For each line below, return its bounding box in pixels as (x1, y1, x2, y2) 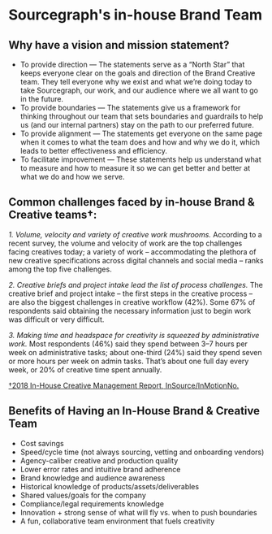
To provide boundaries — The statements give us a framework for (19, 103, 241, 112)
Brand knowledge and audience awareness (19, 473, 166, 483)
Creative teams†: (8, 208, 97, 222)
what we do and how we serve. (19, 172, 125, 181)
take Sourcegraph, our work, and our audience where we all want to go (19, 85, 258, 95)
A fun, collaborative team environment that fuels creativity (19, 516, 215, 526)
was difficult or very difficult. (8, 315, 105, 324)
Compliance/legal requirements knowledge (19, 498, 165, 509)
